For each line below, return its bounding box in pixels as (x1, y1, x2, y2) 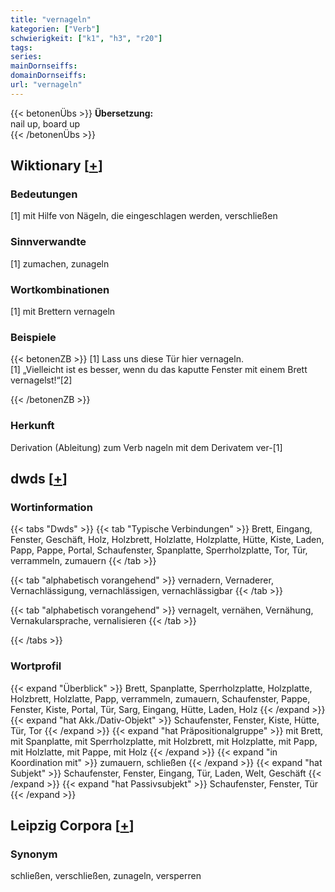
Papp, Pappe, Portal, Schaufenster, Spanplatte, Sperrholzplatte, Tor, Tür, (10, 544, 308, 556)
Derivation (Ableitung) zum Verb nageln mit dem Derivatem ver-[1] (10, 441, 283, 453)
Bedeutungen (10, 187, 78, 201)
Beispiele (10, 330, 57, 344)
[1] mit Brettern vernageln (10, 306, 116, 318)
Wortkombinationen (10, 282, 110, 296)
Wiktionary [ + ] (10, 157, 103, 175)
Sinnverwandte (10, 235, 87, 249)
